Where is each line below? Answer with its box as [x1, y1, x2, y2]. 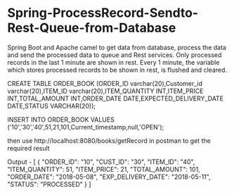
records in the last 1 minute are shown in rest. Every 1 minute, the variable [7, 58, 220, 66]
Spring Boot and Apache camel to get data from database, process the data [7, 43, 227, 51]
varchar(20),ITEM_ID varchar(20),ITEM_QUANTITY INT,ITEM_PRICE [7, 87, 204, 95]
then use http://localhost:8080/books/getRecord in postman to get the [7, 136, 211, 145]
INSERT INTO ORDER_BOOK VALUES [7, 115, 115, 124]
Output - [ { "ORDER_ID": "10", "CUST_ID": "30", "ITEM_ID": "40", [7, 157, 195, 166]
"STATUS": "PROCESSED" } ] [7, 180, 91, 188]
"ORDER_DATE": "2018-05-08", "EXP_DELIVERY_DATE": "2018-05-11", [7, 172, 211, 181]
